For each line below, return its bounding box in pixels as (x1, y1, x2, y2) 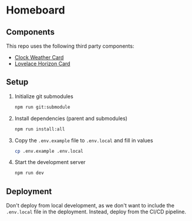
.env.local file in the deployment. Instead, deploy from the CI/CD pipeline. (6, 208, 187, 215)
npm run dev (14, 170, 44, 176)
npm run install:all (14, 126, 65, 132)
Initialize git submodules (14, 92, 73, 100)
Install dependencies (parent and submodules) (14, 115, 128, 122)
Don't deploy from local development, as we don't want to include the (6, 202, 175, 209)
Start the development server (14, 159, 86, 166)
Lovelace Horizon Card (14, 60, 70, 67)
